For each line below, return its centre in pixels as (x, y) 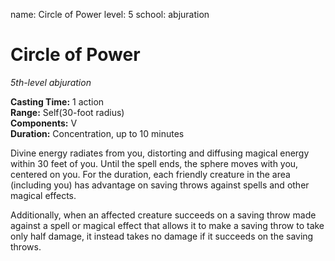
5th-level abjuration (51, 82)
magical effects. (43, 195)
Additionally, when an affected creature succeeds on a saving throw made (163, 215)
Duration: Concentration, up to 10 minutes (97, 133)
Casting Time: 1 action (57, 101)
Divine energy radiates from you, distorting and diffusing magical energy (160, 153)
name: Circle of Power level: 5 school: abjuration (110, 14)
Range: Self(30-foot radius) (67, 112)
